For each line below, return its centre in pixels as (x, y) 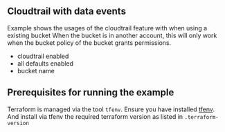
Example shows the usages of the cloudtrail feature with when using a (107, 28)
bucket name (36, 70)
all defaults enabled (45, 63)
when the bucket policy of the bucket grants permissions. (89, 43)
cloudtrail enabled (43, 56)
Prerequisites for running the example (91, 93)
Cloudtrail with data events (67, 11)
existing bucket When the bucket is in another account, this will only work (112, 35)
